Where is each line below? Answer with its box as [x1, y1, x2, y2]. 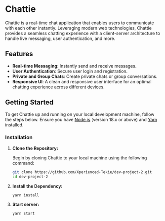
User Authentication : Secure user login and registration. [12, 68, 128, 74]
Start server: [12, 201, 40, 208]
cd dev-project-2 [12, 174, 48, 179]
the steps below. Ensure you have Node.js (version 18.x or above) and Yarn [5, 116, 158, 122]
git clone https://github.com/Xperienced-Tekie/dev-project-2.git [12, 169, 152, 175]
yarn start [12, 211, 35, 216]
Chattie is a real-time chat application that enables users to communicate [5, 20, 154, 26]
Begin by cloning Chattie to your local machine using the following [12, 154, 147, 161]
